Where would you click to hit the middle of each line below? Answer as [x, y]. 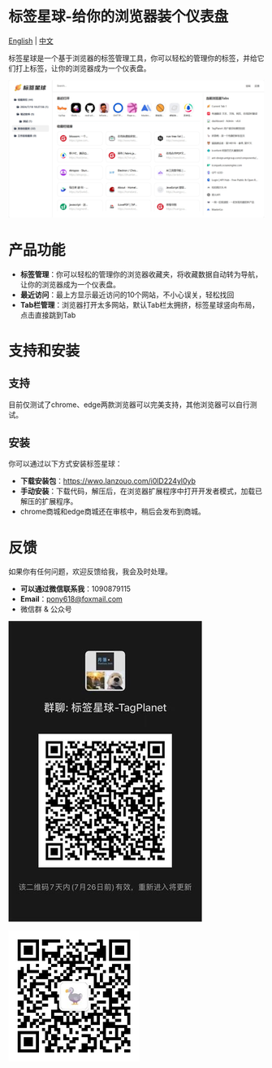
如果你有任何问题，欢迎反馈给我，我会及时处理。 [90, 571]
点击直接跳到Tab [48, 315]
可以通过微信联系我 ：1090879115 [76, 589]
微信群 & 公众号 [46, 609]
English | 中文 [31, 41]
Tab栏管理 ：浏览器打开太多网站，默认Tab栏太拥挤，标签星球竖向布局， [140, 304]
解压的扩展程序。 [49, 501]
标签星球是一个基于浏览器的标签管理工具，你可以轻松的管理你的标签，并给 [133, 58]
